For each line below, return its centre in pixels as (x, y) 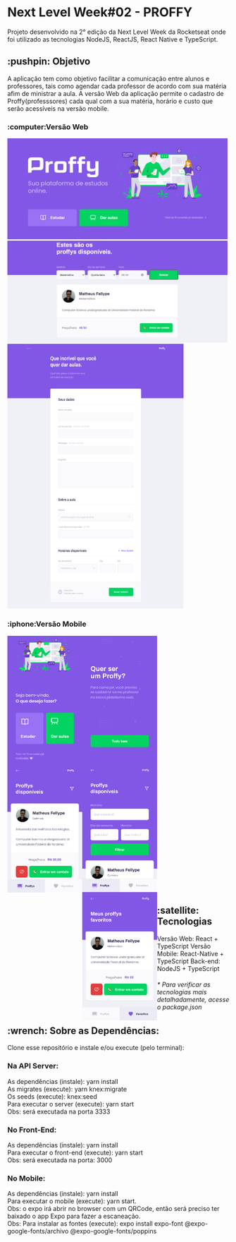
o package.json (180, 1007)
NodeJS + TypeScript (188, 968)
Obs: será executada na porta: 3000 (60, 1160)
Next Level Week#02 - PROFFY (100, 12)
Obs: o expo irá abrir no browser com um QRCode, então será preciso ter (113, 1209)
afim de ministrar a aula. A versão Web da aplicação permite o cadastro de (116, 93)
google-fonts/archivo (38, 1231)
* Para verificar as (184, 984)
